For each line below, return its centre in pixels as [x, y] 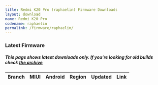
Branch [16, 77]
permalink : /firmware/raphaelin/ [39, 28]
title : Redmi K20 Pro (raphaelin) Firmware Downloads [62, 10]
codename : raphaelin [26, 23]
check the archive [24, 62]
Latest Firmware [25, 45]
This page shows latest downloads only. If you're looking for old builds [79, 57]
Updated [101, 77]
